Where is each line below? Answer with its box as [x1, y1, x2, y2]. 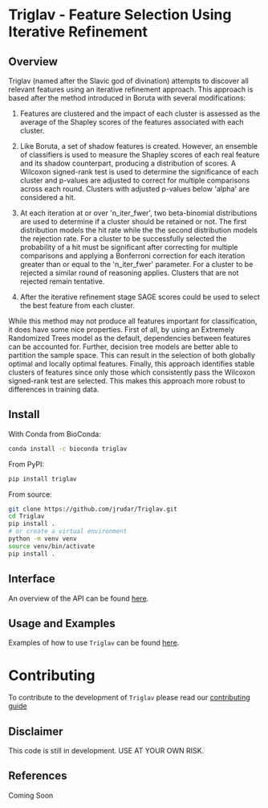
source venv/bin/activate [8, 542, 95, 550]
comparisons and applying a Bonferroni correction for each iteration [19, 251, 246, 260]
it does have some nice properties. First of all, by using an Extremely [8, 325, 235, 334]
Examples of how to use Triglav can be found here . [8, 638, 180, 648]
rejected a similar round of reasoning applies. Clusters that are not [19, 268, 239, 277]
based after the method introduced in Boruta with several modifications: [8, 93, 246, 102]
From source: [8, 489, 52, 499]
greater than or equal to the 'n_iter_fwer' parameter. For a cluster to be [19, 260, 254, 269]
